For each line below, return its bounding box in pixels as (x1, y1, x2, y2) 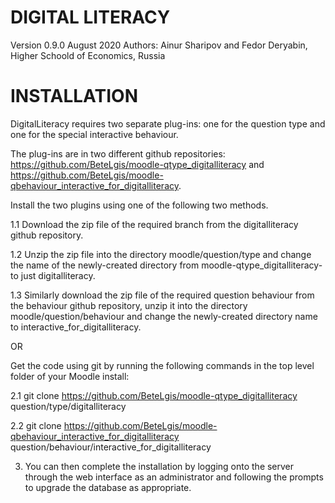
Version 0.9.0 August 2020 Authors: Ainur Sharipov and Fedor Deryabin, (10, 39, 308, 51)
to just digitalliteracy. (10, 269, 96, 281)
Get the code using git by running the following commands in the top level (10, 359, 315, 371)
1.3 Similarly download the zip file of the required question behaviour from (10, 289, 315, 301)
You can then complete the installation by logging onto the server (24, 460, 295, 472)
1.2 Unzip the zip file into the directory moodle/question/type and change (10, 248, 312, 260)
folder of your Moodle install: (10, 370, 130, 382)
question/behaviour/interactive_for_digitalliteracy (10, 441, 212, 453)
